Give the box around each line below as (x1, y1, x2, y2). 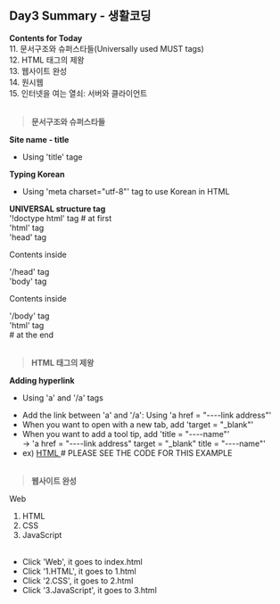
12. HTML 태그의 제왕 (9, 54, 85, 65)
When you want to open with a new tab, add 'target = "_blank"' (21, 418, 254, 430)
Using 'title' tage (21, 151, 83, 162)
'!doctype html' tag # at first (9, 212, 112, 223)
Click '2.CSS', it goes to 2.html (21, 575, 134, 586)
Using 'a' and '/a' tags (21, 392, 104, 403)
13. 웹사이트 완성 (9, 65, 68, 76)
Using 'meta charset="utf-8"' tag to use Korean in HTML (21, 186, 230, 196)
